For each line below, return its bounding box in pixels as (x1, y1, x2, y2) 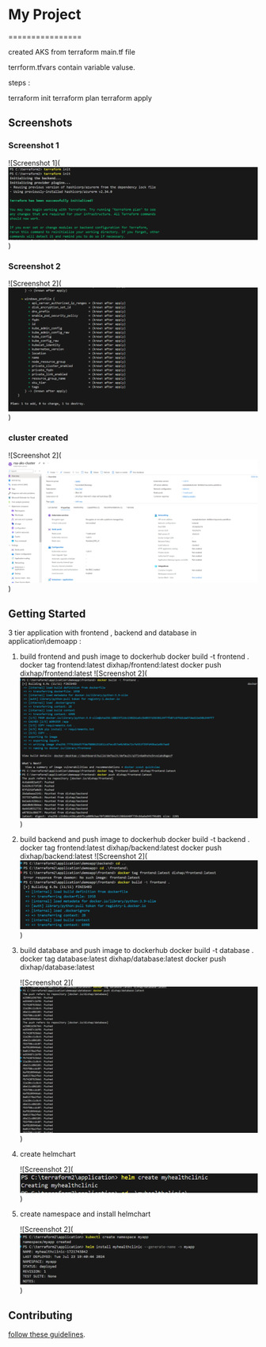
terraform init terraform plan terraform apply (8, 93, 153, 102)
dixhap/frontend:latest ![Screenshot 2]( (19, 668, 148, 678)
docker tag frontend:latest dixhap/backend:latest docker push (19, 843, 222, 853)
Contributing (8, 1308, 73, 1322)
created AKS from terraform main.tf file (8, 47, 136, 56)
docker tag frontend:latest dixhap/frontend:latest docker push (19, 660, 222, 669)
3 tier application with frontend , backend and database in (8, 628, 197, 637)
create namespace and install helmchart (19, 1209, 151, 1219)
